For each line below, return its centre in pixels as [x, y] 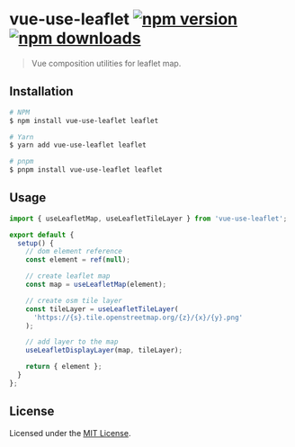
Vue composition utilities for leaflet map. [106, 63]
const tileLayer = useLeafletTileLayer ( [102, 309]
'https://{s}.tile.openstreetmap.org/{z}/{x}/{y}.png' [138, 317]
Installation [41, 91]
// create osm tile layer [74, 300]
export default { [42, 235]
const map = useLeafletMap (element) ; [96, 285]
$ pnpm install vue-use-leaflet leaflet [86, 170]
